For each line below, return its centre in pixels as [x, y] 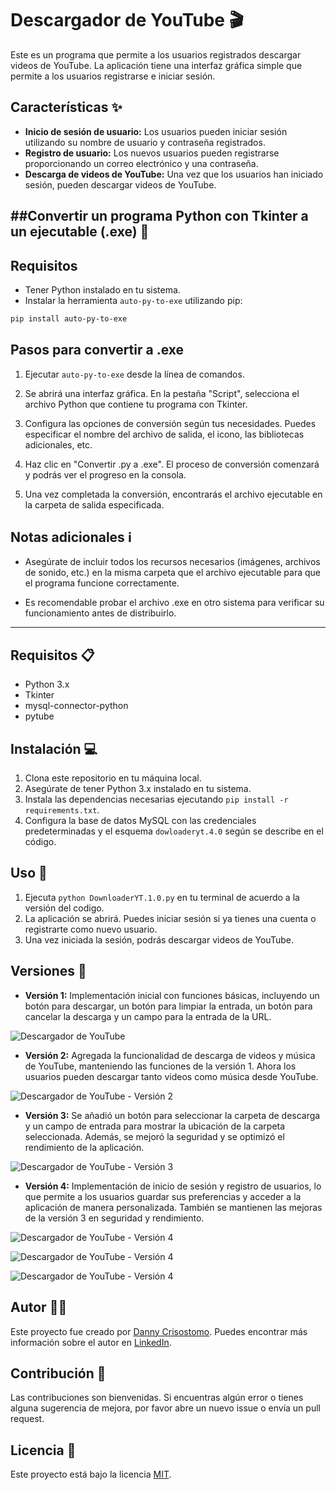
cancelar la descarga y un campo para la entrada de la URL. [148, 1016]
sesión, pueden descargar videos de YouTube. [120, 184]
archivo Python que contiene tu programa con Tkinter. [136, 404]
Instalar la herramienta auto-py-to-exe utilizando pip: [133, 300]
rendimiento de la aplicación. [84, 1147]
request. [27, 1419]
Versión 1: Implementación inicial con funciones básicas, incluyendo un [172, 995]
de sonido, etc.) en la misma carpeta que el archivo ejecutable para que [173, 573]
